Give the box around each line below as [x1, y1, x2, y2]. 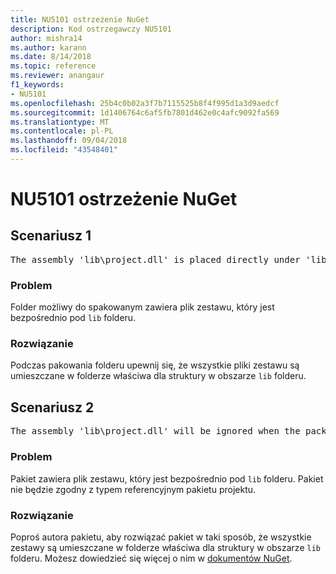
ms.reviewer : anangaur [10, 71, 105, 81]
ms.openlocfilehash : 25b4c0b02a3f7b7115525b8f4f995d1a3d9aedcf [10, 98, 280, 108]
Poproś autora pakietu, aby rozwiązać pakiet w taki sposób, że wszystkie [10, 531, 312, 543]
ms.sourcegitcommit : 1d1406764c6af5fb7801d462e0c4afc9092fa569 [10, 107, 280, 118]
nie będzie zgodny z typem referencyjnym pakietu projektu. [10, 483, 257, 495]
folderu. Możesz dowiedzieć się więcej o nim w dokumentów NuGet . [10, 552, 293, 564]
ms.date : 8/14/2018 [10, 52, 92, 62]
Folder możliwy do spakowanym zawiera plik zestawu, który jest [10, 301, 275, 313]
